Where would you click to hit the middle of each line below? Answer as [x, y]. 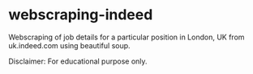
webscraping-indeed [81, 15]
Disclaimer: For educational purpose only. [78, 61]
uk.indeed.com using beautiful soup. [70, 45]
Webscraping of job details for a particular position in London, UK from [126, 37]
